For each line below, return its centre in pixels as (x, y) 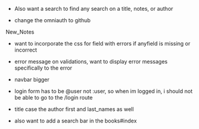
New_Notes (20, 32)
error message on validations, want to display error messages (91, 61)
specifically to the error (43, 68)
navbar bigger (32, 79)
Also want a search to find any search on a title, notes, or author (94, 9)
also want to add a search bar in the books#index (75, 121)
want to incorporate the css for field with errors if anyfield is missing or (102, 43)
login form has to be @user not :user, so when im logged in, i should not (103, 91)
